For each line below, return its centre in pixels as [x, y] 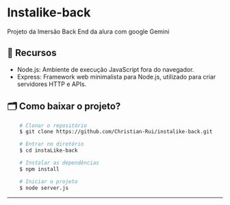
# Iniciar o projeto [49, 181]
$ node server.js [44, 188]
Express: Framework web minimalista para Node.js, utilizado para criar [116, 77]
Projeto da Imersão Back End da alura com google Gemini [88, 31]
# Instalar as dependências [59, 163]
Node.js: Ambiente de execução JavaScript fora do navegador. [105, 69]
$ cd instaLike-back [49, 151]
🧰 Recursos [32, 53]
